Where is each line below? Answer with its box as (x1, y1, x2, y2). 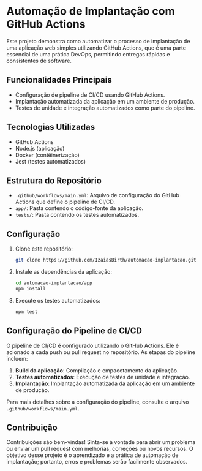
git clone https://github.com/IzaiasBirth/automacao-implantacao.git (15, 257, 197, 263)
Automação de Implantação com (6, 4, 176, 18)
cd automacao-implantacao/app (15, 280, 93, 286)
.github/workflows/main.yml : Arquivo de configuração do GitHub (15, 192, 179, 199)
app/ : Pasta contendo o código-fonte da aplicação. (15, 205, 144, 212)
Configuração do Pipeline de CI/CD (6, 326, 143, 336)
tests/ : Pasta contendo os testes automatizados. (15, 211, 140, 219)
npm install (15, 285, 46, 292)
